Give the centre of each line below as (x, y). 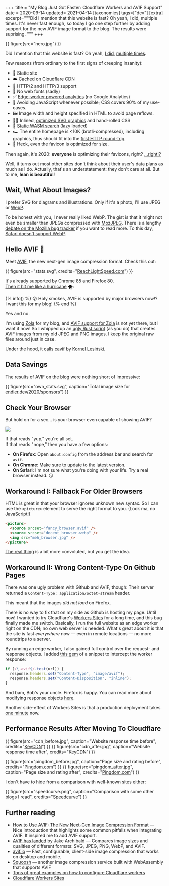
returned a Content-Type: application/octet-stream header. (68, 593)
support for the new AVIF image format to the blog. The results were (76, 29)
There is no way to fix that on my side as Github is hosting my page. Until (81, 612)
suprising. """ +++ (24, 34)
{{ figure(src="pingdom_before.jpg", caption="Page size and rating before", (83, 761)
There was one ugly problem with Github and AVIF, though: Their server (80, 587)
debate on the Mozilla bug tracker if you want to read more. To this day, (79, 228)
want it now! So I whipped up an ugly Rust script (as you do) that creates (80, 328)
